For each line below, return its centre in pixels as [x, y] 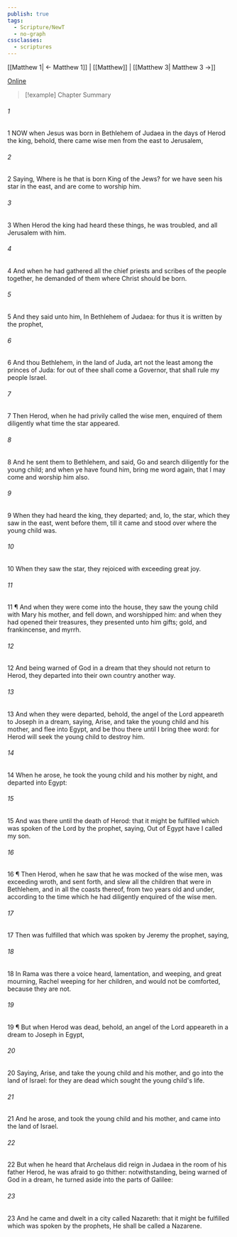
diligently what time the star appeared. [64, 423]
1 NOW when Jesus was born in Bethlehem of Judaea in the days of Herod [116, 133]
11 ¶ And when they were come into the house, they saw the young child [113, 607]
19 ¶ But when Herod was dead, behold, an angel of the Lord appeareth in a [118, 1027]
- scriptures [33, 47]
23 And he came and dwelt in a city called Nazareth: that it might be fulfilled [118, 1218]
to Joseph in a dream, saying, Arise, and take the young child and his [108, 721]
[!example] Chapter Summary [68, 95]
